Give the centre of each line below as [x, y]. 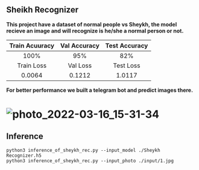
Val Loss [80, 65]
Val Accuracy [80, 46]
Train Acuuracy [32, 46]
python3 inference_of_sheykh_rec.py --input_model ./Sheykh [84, 150]
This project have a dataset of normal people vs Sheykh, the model [92, 24]
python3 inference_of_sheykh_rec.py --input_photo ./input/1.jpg [90, 161]
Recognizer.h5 [24, 156]
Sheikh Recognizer [43, 10]
